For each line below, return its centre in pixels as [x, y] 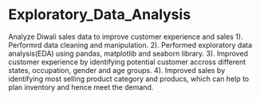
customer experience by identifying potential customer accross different [127, 62]
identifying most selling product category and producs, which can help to [129, 79]
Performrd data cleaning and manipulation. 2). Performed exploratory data [130, 44]
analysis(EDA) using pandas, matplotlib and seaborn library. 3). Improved [128, 53]
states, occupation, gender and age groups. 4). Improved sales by [117, 70]
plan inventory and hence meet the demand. [81, 87]
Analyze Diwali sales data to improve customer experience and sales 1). [126, 37]
